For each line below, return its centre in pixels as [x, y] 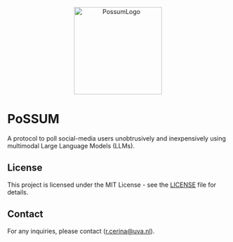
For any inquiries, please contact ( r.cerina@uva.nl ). [81, 231]
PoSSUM [33, 119]
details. [18, 192]
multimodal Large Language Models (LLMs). [71, 145]
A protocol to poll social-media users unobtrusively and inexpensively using [117, 138]
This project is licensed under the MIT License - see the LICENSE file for [112, 185]
